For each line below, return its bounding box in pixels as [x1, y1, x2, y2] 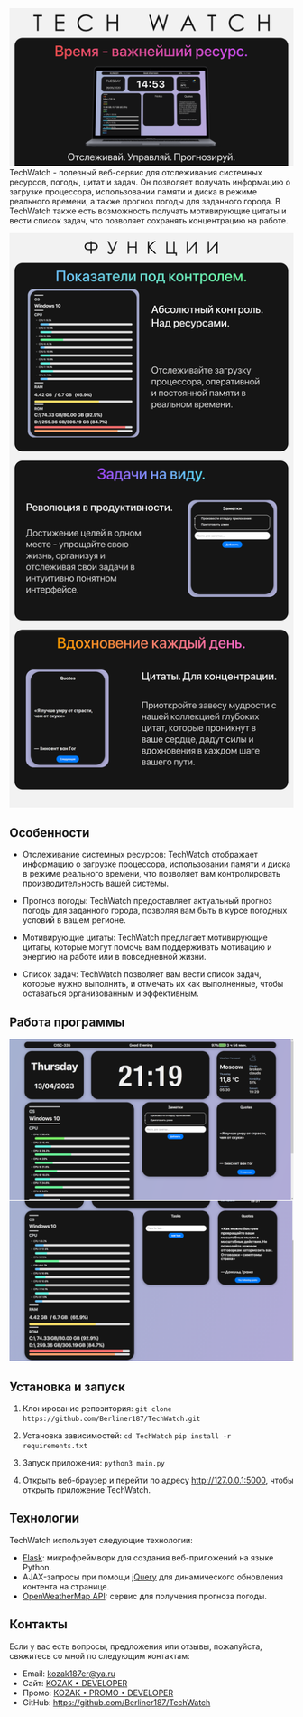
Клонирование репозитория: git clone [22, 1402, 172, 1414]
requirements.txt [22, 1441, 88, 1450]
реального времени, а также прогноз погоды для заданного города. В [9, 195, 281, 206]
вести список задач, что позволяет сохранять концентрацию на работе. [9, 214, 289, 225]
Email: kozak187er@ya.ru [22, 1668, 115, 1679]
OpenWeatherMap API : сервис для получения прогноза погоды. [22, 1590, 268, 1601]
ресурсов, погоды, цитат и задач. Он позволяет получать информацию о [9, 176, 291, 187]
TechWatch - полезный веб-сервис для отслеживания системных [9, 166, 263, 177]
